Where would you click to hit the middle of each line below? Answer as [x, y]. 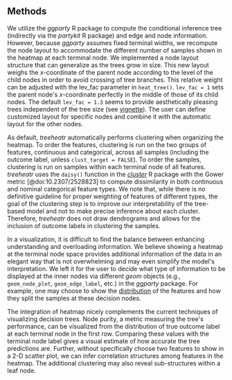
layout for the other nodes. [45, 123]
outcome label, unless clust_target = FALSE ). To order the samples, [104, 159]
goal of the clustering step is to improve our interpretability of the [100, 203]
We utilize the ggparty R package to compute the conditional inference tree [115, 28]
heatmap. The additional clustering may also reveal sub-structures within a [114, 363]
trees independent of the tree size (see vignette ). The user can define [107, 109]
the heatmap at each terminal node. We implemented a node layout [103, 58]
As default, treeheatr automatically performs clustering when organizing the [115, 137]
